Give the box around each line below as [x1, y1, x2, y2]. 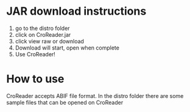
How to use [6, 72, 65, 86]
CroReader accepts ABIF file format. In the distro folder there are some [6, 92, 184, 99]
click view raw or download [15, 37, 84, 45]
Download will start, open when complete [15, 44, 120, 51]
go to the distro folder [15, 24, 70, 32]
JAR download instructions [6, 4, 147, 18]
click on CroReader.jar [15, 31, 71, 38]
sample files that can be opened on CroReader [6, 99, 124, 106]
